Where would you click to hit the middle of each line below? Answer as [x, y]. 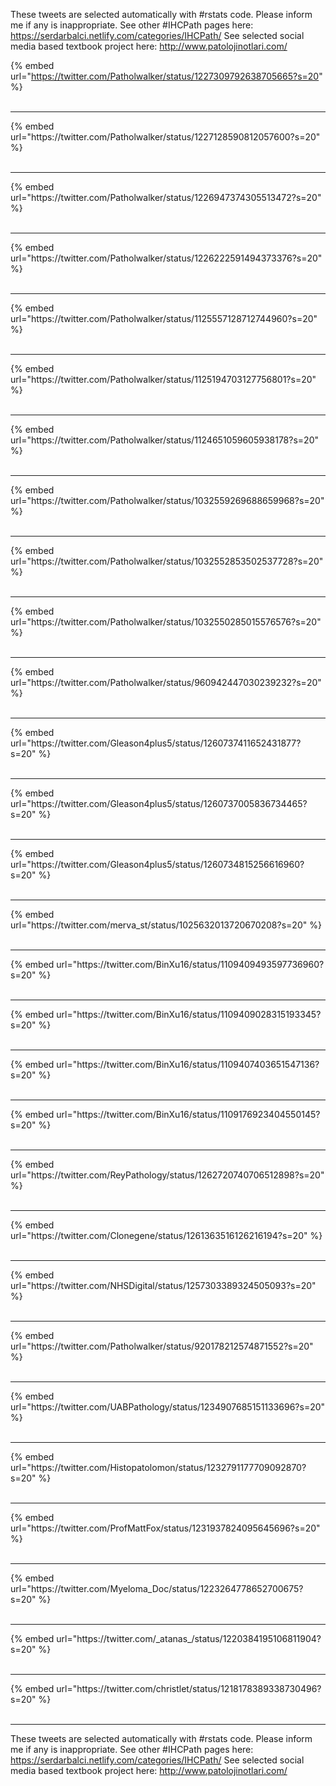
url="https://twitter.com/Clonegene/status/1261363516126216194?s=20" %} [166, 1235]
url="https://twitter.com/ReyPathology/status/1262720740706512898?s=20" [167, 1175]
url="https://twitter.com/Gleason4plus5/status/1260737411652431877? [156, 743]
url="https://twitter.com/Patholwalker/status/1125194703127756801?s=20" [163, 379]
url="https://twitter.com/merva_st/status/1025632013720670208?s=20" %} [166, 925]
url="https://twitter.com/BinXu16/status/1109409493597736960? [190, 964]
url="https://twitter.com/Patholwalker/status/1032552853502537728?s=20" [167, 561]
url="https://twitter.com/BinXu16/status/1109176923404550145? [188, 1114]
